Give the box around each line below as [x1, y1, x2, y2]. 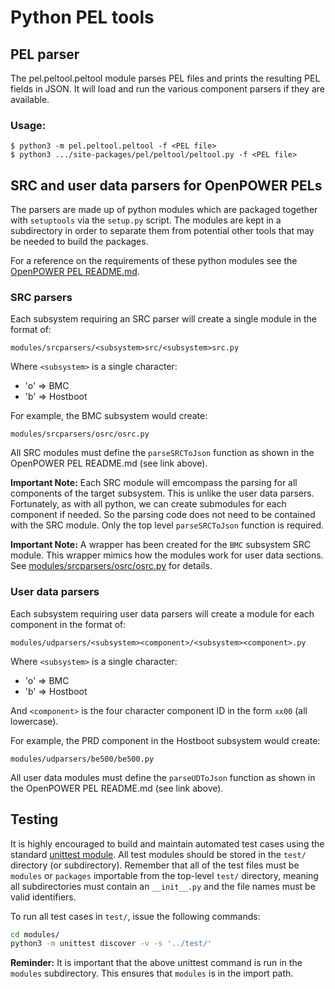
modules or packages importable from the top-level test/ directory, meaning [10, 869, 319, 881]
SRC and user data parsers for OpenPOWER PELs [10, 177, 323, 194]
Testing [10, 811, 59, 828]
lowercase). [10, 715, 59, 727]
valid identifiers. [10, 891, 77, 903]
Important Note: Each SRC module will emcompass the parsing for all [10, 477, 298, 489]
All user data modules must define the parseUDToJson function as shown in [10, 771, 316, 783]
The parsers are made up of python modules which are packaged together [10, 204, 318, 216]
